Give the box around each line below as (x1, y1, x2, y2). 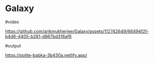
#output (5, 43, 21, 48)
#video (5, 19, 20, 25)
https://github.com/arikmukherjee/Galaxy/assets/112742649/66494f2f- (5, 28, 149, 34)
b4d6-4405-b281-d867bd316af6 (5, 33, 72, 39)
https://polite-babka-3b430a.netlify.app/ (5, 52, 87, 58)
